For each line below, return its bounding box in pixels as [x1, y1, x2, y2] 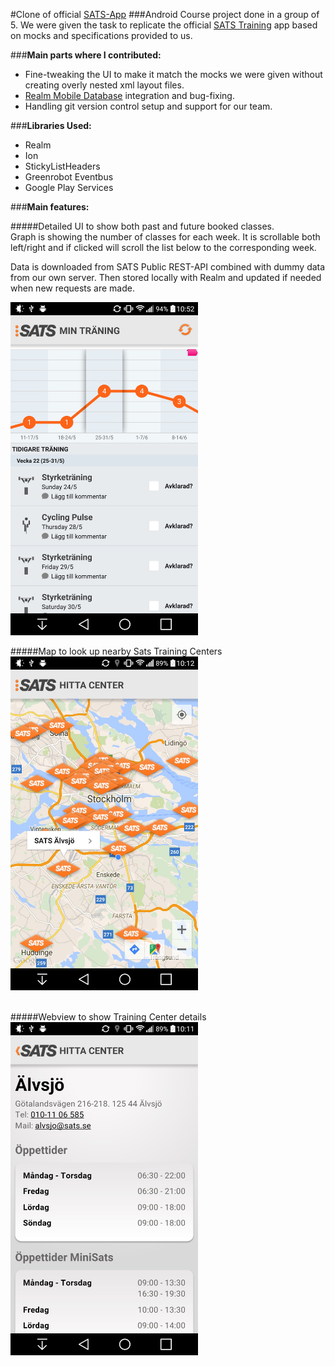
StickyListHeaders [24, 160, 101, 172]
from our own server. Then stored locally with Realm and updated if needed [10, 272, 322, 283]
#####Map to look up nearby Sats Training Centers [10, 645, 223, 658]
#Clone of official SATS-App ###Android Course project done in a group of [10, 9, 320, 20]
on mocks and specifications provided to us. [10, 30, 193, 41]
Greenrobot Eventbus [24, 171, 114, 183]
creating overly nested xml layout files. [24, 79, 185, 91]
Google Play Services [24, 182, 114, 193]
